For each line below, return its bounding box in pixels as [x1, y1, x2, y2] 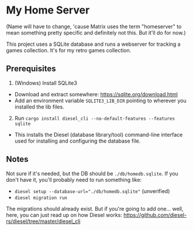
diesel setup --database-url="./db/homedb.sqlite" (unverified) [14, 187, 170, 194]
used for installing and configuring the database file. [14, 137, 141, 144]
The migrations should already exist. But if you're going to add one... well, [6, 205, 184, 212]
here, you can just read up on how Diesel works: [6, 211, 123, 218]
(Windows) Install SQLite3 [14, 79, 77, 86]
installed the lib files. [14, 103, 64, 110]
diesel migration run [14, 195, 67, 201]
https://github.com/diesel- [123, 211, 187, 218]
